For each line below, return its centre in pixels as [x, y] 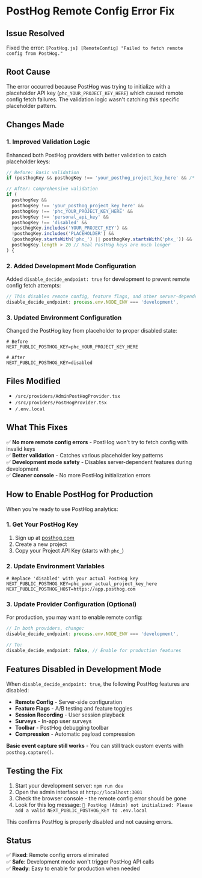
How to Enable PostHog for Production [80, 494]
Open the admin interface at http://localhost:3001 [79, 792]
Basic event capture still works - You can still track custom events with [95, 745]
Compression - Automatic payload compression [75, 734]
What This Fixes [37, 428]
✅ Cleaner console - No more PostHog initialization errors [78, 475]
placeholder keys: [28, 161]
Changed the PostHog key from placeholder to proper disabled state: [92, 331]
